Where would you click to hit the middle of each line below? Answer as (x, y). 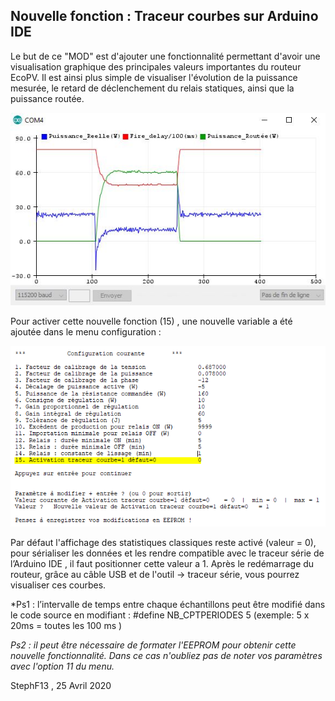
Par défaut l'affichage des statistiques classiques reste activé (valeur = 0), (163, 542)
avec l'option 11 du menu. (62, 666)
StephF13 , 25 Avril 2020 (61, 685)
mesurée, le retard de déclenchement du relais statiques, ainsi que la (152, 88)
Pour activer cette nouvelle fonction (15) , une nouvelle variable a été (151, 321)
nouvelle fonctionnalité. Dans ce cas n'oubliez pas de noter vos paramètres (166, 655)
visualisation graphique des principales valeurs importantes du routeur (156, 66)
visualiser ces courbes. (58, 585)
